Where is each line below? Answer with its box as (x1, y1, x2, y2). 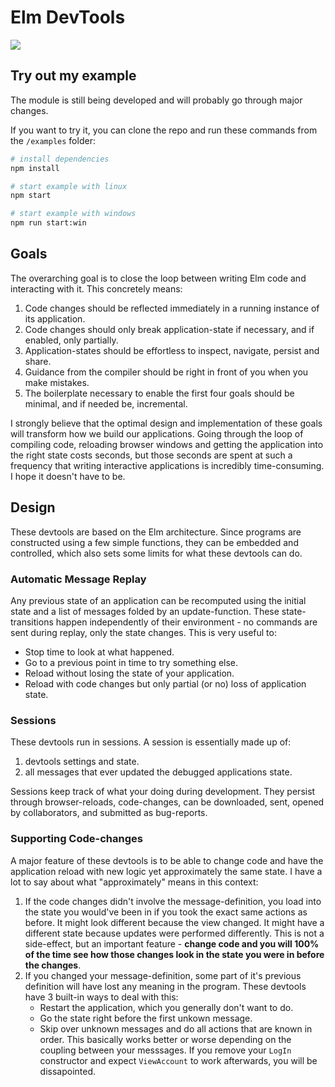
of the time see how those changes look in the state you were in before (24, 948, 325, 960)
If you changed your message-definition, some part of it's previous (24, 969, 302, 981)
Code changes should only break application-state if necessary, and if (24, 323, 315, 335)
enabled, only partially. (24, 334, 119, 346)
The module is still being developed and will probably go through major (10, 94, 303, 106)
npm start (10, 191, 52, 201)
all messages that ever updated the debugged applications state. (24, 766, 293, 778)
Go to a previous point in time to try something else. (24, 656, 239, 668)
